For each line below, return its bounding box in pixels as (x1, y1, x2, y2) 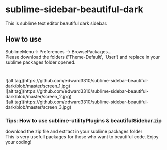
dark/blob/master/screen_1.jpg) (5, 83, 70, 89)
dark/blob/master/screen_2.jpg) (5, 93, 72, 99)
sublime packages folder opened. (5, 59, 76, 65)
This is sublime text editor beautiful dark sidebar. (5, 20, 108, 26)
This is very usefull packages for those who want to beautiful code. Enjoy (5, 133, 159, 140)
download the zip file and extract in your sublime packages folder (5, 128, 143, 134)
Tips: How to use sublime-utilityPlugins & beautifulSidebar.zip (5, 117, 162, 124)
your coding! (5, 139, 32, 145)
